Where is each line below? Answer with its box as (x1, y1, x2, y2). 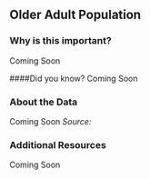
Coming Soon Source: (9, 115, 92, 126)
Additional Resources (9, 138, 106, 151)
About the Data (9, 95, 78, 108)
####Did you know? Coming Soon (9, 73, 138, 84)
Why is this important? (9, 35, 112, 47)
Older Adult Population (9, 7, 142, 23)
